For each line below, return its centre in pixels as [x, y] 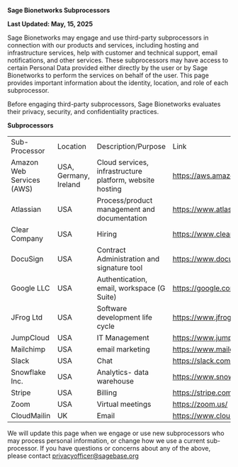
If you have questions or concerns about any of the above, [125, 448]
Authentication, [122, 279]
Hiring [107, 234]
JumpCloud [30, 338]
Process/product [125, 200]
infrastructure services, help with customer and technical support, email [113, 53]
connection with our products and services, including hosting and [103, 45]
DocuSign [27, 259]
